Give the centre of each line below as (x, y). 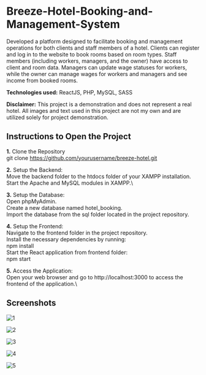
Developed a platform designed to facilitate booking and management (94, 41)
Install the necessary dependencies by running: (67, 239)
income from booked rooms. (42, 80)
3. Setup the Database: (36, 195)
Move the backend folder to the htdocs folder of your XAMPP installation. (99, 176)
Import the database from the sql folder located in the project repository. (98, 214)
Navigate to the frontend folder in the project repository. (77, 233)
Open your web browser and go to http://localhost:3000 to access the (95, 277)
